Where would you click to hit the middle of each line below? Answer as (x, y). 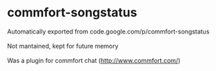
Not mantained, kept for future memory (63, 46)
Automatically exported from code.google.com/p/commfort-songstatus (108, 31)
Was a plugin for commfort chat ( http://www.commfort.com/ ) (94, 60)
